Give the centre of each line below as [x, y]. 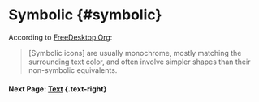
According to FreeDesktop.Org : [60, 37]
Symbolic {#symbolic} [85, 15]
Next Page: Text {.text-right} [58, 89]
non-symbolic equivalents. [73, 70]
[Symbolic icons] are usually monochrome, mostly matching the [135, 53]
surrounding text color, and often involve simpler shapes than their [139, 62]
